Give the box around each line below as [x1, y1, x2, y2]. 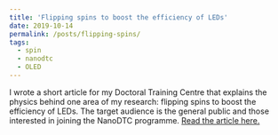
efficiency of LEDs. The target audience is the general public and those [9, 106, 269, 116]
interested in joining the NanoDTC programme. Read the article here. [9, 115, 260, 125]
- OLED [17, 63, 42, 72]
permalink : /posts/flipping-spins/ [9, 29, 141, 38]
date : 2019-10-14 [9, 21, 74, 30]
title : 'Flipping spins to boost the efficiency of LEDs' [9, 12, 228, 22]
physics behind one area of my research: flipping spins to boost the [9, 96, 257, 107]
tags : [9, 37, 29, 47]
